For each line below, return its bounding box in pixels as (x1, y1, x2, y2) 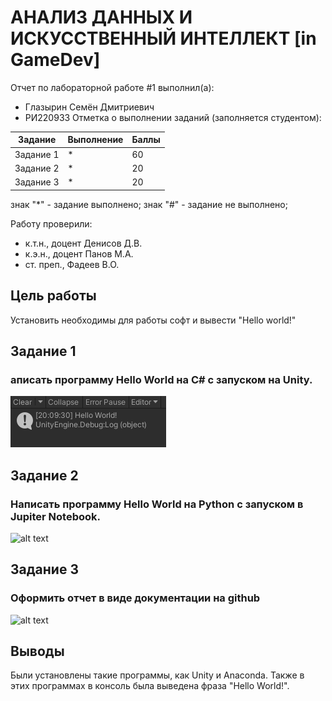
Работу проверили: (10, 217, 93, 230)
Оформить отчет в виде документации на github (10, 591, 261, 605)
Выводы (10, 642, 65, 660)
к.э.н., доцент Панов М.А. (24, 247, 134, 260)
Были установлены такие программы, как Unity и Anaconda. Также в (10, 669, 305, 681)
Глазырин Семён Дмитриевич (24, 101, 155, 113)
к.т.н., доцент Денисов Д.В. (24, 237, 143, 249)
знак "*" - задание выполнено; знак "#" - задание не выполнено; (10, 198, 288, 210)
